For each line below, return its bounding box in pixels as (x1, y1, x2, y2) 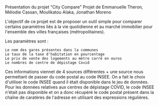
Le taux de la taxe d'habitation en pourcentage (5, 52, 105, 57)
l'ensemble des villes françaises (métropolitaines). (5, 29, 105, 34)
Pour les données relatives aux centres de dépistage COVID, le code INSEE (5, 84, 155, 90)
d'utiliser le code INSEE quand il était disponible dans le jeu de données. (5, 79, 149, 85)
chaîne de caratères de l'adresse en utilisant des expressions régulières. (5, 94, 149, 100)
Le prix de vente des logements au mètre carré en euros (5, 56, 122, 61)
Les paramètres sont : (5, 38, 49, 44)
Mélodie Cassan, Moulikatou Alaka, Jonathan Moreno (5, 9, 112, 15)
